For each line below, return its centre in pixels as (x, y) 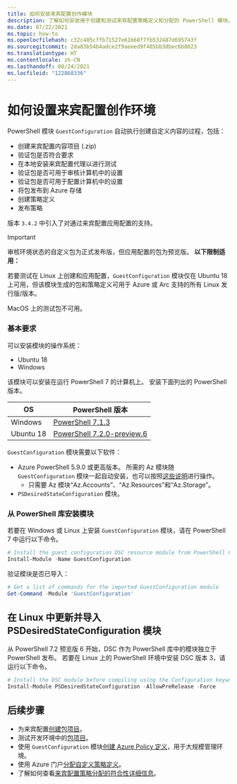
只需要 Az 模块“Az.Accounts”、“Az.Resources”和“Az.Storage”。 (121, 485)
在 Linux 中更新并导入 (54, 617)
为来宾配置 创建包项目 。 (51, 729)
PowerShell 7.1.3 (82, 422)
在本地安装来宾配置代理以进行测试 (67, 164)
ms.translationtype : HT (42, 54)
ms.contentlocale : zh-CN (44, 60)
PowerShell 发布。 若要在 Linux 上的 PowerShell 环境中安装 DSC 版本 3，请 (116, 658)
